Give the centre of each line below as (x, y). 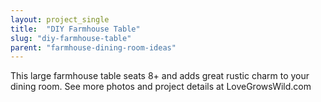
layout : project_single (60, 19)
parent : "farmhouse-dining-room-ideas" (93, 47)
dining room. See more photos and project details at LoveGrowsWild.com (161, 87)
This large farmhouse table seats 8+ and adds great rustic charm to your (160, 76)
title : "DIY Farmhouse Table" (75, 29)
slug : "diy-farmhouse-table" (71, 38)
